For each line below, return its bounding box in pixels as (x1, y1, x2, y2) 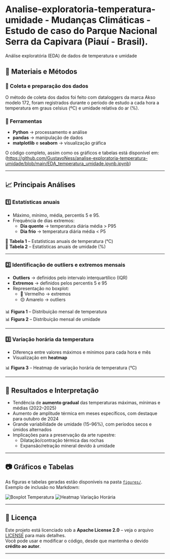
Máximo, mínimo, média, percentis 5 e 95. (12, 212, 100, 218)
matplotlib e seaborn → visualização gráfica (12, 139, 106, 146)
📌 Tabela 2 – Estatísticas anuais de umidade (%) (5, 243, 106, 250)
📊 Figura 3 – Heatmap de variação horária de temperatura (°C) (5, 365, 137, 371)
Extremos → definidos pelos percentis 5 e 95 (12, 280, 107, 286)
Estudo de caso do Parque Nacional (5, 25, 157, 37)
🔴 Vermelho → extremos (20, 291, 71, 297)
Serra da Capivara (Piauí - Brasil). (5, 36, 148, 48)
